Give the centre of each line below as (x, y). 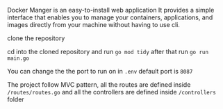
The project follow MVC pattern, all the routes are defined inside (99, 85)
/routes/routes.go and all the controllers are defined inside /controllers (112, 92)
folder (16, 99)
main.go (18, 58)
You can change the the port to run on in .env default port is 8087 (100, 71)
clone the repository (36, 38)
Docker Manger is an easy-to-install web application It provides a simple (111, 10)
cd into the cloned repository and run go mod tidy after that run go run (108, 52)
